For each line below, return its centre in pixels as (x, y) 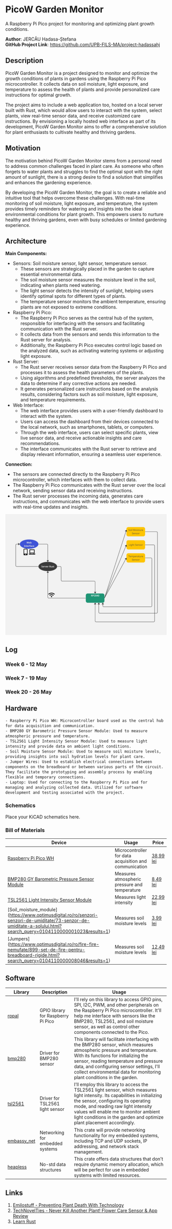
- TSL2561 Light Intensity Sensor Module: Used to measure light (76, 741)
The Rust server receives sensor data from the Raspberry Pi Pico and (93, 367)
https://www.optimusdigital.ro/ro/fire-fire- (54, 944)
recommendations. (40, 444)
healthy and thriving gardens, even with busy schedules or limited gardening (86, 220)
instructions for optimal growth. (38, 95)
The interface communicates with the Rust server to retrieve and (88, 449)
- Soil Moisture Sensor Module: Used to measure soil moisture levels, (83, 752)
